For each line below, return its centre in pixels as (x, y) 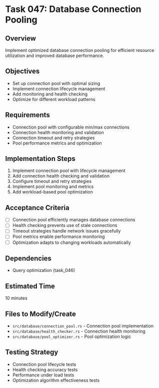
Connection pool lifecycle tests (44, 364)
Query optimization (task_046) (44, 270)
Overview (21, 38)
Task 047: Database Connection (73, 9)
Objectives (22, 71)
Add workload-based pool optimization (53, 192)
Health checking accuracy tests (45, 369)
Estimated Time (30, 286)
